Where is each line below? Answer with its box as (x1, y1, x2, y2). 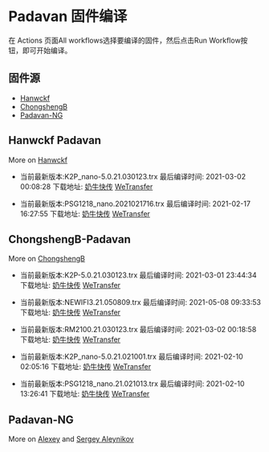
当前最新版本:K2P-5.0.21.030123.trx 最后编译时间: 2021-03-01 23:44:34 (19, 270, 257, 280)
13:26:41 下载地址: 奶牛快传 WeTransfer (19, 389, 150, 399)
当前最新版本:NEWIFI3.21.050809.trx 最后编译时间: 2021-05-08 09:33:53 (19, 298, 261, 307)
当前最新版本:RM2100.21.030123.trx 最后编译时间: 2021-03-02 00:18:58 (19, 325, 257, 335)
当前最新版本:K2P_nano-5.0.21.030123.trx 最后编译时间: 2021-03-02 (19, 171, 247, 181)
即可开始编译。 (22, 45, 72, 55)
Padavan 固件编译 (8, 7, 128, 26)
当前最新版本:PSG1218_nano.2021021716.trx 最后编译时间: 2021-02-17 (19, 199, 251, 208)
